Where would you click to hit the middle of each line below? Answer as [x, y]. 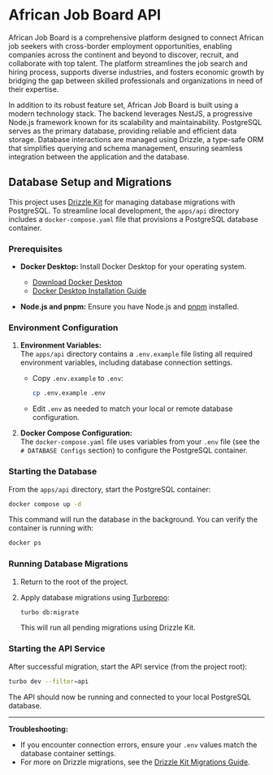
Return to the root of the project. [74, 582]
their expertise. [34, 89]
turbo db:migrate [50, 612]
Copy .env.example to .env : [78, 379]
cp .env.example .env [69, 393]
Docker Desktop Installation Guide [89, 291]
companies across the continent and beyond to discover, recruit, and [123, 54]
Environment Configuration [63, 327]
